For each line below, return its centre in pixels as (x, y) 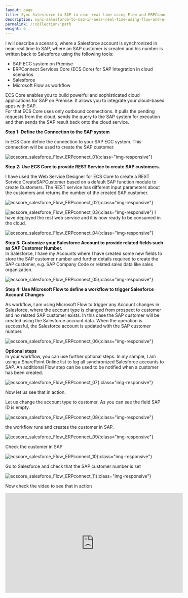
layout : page (19, 10)
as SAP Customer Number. (34, 248)
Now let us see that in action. (35, 392)
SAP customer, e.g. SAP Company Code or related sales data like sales (79, 265)
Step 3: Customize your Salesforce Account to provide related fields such (84, 243)
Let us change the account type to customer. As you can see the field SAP (83, 402)
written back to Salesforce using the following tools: (60, 54)
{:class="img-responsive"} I (127, 212)
